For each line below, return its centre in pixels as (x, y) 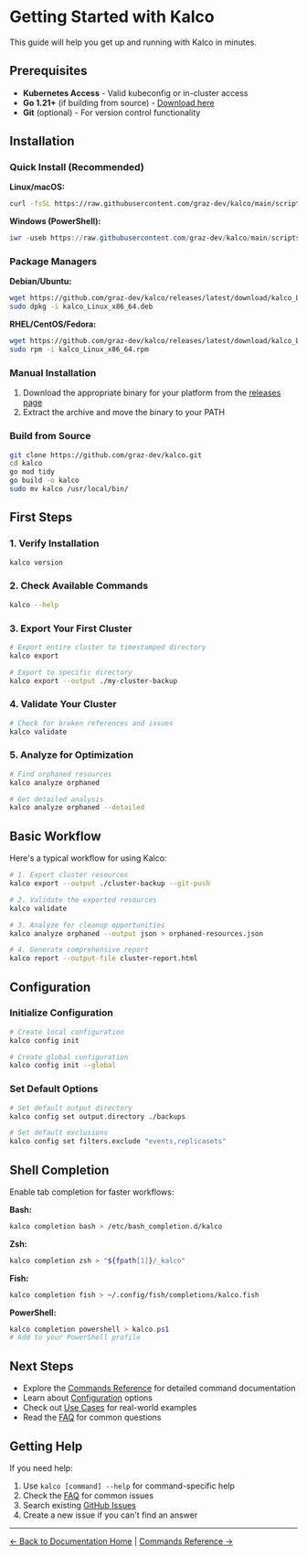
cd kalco (26, 464)
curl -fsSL (30, 204)
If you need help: (41, 1468)
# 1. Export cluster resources (69, 875)
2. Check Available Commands (79, 585)
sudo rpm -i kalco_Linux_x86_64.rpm (79, 349)
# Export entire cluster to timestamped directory (108, 647)
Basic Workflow (56, 836)
